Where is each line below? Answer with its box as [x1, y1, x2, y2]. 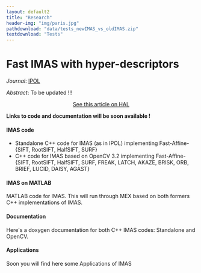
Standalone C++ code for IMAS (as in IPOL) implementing [14, 140, 158, 147]
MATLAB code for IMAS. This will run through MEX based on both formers [6, 193, 190, 200]
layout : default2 [6, 8, 50, 15]
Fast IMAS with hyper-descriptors [6, 57, 179, 71]
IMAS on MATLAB [6, 179, 52, 186]
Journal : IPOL [6, 77, 40, 85]
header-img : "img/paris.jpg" [6, 20, 79, 26]
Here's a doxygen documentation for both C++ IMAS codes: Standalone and [6, 226, 196, 233]
